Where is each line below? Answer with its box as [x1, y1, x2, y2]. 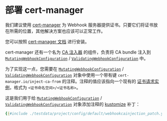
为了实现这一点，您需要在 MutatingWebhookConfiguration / [5, 65, 124, 72]
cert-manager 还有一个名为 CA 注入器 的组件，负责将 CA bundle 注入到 [5, 49, 151, 55]
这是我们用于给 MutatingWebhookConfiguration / [5, 95, 102, 101]
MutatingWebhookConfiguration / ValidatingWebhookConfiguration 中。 [5, 55, 149, 61]
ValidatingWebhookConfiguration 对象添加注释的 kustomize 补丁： [5, 101, 141, 107]
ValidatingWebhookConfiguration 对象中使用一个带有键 [5, 72, 117, 78]
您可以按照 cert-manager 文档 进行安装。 [5, 38, 89, 45]
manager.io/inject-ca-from [5, 79, 61, 84]
